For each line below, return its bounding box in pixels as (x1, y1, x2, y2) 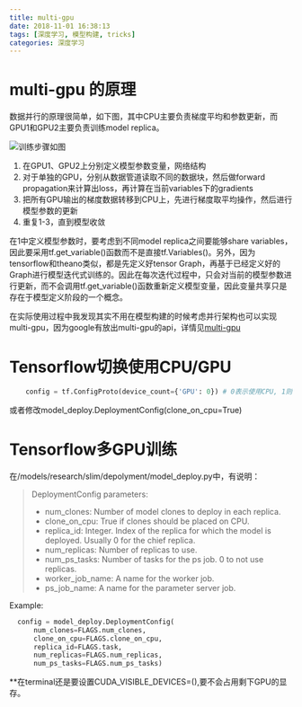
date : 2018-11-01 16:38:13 (9, 22, 111, 31)
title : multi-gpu (9, 13, 75, 22)
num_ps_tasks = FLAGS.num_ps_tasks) (32, 659, 164, 668)
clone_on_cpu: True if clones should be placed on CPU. (44, 516, 250, 526)
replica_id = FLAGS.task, (32, 642, 123, 651)
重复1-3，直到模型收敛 (22, 217, 106, 227)
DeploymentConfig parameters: (31, 489, 148, 499)
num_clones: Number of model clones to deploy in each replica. (44, 506, 281, 517)
